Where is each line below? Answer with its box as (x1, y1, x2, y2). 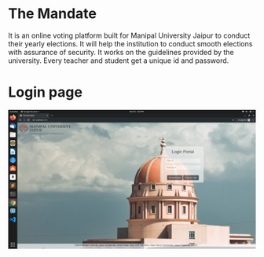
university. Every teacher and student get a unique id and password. (8, 56, 229, 65)
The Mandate (8, 5, 97, 23)
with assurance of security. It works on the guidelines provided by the (8, 47, 234, 57)
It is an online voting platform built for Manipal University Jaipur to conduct (8, 31, 251, 40)
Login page (8, 83, 82, 101)
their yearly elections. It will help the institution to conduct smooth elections (8, 39, 253, 48)
